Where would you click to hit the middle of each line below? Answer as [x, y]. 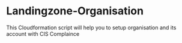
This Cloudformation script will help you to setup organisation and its [91, 27]
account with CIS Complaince [43, 33]
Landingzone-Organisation [75, 11]
